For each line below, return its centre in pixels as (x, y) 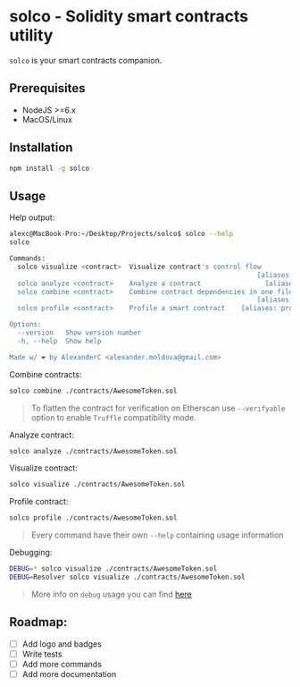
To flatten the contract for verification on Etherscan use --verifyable (158, 408)
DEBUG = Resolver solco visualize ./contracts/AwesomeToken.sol (127, 577)
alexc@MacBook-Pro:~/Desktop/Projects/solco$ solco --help (121, 234)
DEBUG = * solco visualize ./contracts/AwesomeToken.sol (113, 569)
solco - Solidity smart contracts (129, 17)
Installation (41, 148)
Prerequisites (47, 88)
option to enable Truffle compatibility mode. (113, 417)
